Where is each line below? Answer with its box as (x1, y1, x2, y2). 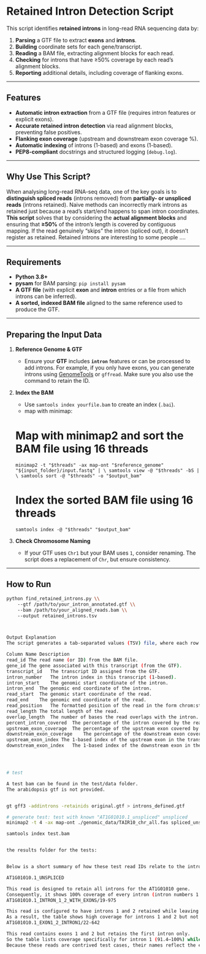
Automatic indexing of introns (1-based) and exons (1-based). (15, 141, 173, 148)
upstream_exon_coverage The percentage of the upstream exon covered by (6, 725, 199, 731)
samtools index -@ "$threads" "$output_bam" (15, 526, 131, 533)
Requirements (6, 256, 61, 267)
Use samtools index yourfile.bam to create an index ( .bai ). (24, 401, 175, 409)
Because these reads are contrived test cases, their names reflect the (6, 942, 196, 948)
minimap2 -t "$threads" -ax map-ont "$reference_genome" (15, 462, 164, 469)
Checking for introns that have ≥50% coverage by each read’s (15, 56, 174, 63)
